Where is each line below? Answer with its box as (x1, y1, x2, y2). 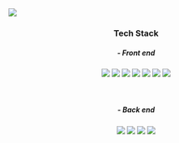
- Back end (117, 105, 156, 115)
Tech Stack (113, 28, 160, 39)
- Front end (117, 48, 156, 58)
